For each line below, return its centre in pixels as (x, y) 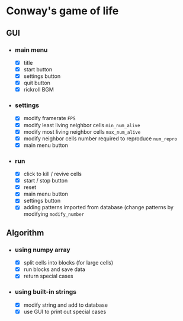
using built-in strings (46, 292)
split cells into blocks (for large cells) (68, 263)
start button (38, 69)
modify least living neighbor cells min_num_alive (82, 125)
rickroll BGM (39, 90)
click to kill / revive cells (52, 174)
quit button (37, 83)
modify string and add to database (66, 305)
